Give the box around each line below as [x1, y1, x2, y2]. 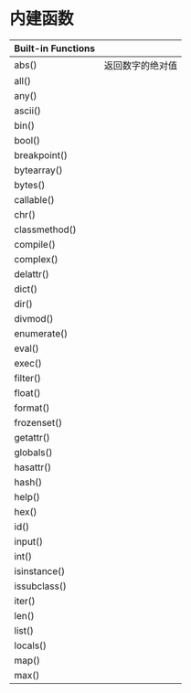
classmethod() [14, 223, 77, 236]
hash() [14, 475, 43, 488]
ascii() [14, 104, 41, 117]
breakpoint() [14, 148, 69, 161]
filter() [14, 371, 41, 384]
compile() [14, 238, 57, 251]
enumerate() [14, 326, 69, 339]
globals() [14, 445, 53, 458]
